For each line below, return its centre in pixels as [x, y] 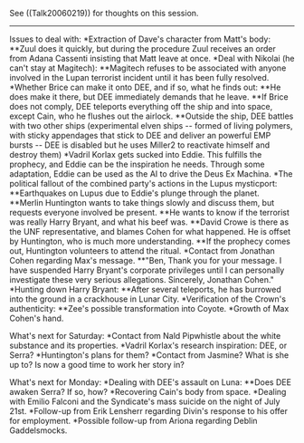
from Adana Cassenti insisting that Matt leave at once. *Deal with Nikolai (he [152, 58]
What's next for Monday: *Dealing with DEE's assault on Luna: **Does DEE [151, 382]
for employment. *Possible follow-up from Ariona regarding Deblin [133, 421]
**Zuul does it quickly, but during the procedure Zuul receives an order [142, 48]
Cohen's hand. [37, 318]
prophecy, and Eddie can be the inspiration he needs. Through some [137, 164]
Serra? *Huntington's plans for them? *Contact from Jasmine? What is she [149, 355]
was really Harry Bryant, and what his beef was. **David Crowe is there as [149, 222]
